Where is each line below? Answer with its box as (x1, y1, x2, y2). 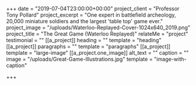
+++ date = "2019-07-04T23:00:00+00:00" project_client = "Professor (6, 5, 179, 12)
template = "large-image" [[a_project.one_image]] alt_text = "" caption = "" (6, 49, 189, 56)
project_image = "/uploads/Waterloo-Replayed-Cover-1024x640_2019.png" (6, 24, 191, 31)
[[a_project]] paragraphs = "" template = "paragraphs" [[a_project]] (6, 43, 171, 50)
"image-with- (153, 56, 187, 62)
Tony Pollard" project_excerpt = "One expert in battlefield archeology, (6, 11, 176, 18)
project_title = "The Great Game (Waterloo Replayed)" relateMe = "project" (6, 30, 188, 37)
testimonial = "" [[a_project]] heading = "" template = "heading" (6, 37, 162, 43)
